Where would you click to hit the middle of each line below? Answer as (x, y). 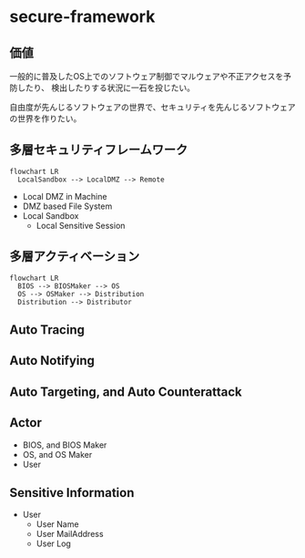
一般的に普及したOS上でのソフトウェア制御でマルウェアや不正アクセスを (147, 76)
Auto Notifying (52, 361)
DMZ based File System (67, 206)
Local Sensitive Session (81, 225)
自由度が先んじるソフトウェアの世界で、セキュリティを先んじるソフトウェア (152, 107)
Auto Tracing (47, 330)
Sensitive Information (72, 493)
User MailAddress (70, 534)
